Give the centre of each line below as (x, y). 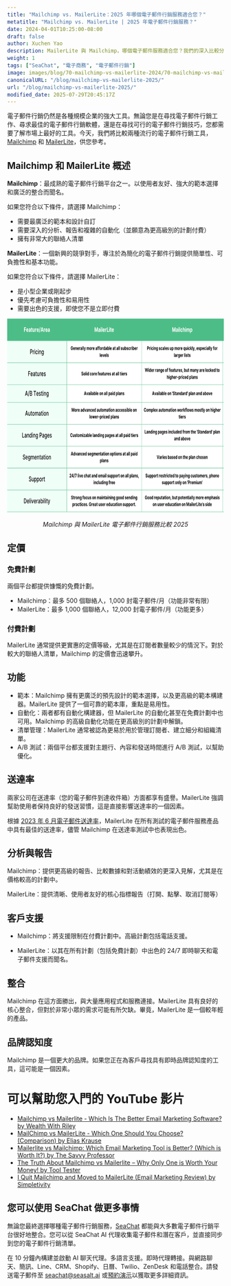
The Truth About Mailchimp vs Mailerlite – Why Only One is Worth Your (117, 1163)
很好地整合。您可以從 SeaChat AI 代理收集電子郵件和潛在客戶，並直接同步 (118, 1234)
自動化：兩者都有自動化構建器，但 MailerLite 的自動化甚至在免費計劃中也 (120, 712)
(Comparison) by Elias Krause (59, 1141)
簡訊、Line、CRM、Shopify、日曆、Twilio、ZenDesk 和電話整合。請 (115, 1266)
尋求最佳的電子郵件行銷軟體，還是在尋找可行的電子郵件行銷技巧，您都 (118, 125)
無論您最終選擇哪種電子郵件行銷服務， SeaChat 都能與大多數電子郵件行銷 (111, 1226)
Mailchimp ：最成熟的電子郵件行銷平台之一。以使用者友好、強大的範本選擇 (113, 183)
